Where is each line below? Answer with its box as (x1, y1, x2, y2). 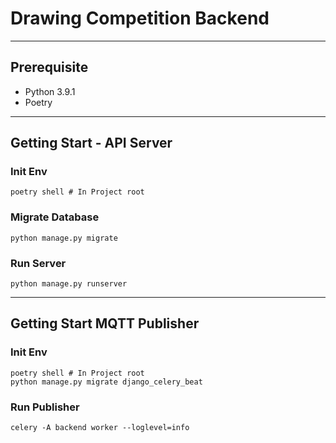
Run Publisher (10, 400, 80, 414)
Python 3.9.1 (24, 85, 76, 97)
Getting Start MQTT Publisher (10, 315, 200, 332)
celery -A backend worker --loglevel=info (10, 423, 190, 433)
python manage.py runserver (10, 279, 128, 289)
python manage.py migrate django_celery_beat (10, 377, 203, 387)
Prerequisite (10, 59, 89, 76)
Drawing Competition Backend (10, 7, 270, 30)
